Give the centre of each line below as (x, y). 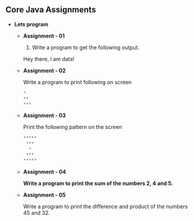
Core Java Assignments (51, 10)
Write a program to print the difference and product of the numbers (105, 206)
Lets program (31, 24)
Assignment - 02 (44, 70)
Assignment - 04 (44, 171)
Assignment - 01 (44, 36)
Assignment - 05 (44, 195)
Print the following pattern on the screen (73, 127)
